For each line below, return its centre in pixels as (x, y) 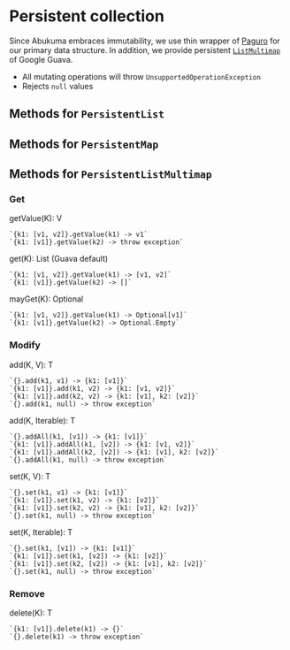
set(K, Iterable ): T (41, 531)
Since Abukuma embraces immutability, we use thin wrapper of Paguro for (145, 41)
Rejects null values (57, 86)
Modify (25, 345)
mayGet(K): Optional (46, 299)
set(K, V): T (30, 476)
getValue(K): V (36, 218)
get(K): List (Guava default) (59, 259)
